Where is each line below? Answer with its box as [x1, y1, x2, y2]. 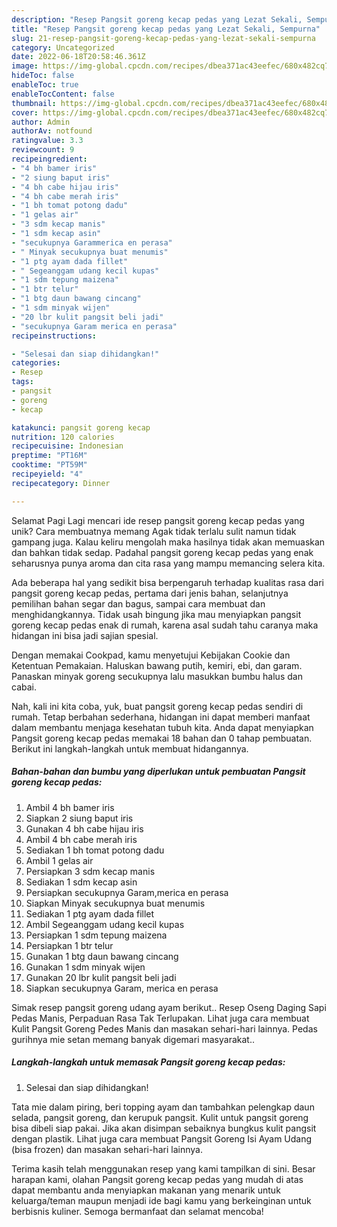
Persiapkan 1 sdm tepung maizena [25, 929, 168, 941]
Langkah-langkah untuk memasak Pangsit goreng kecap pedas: [11, 1056, 286, 1068]
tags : [11, 377, 34, 387]
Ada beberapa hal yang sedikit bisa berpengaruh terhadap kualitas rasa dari [11, 576, 324, 588]
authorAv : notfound [11, 126, 93, 136]
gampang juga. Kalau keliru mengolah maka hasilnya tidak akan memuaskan [11, 536, 326, 548]
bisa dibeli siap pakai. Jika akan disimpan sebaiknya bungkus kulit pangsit [11, 1122, 317, 1134]
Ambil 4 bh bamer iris [25, 801, 115, 813]
